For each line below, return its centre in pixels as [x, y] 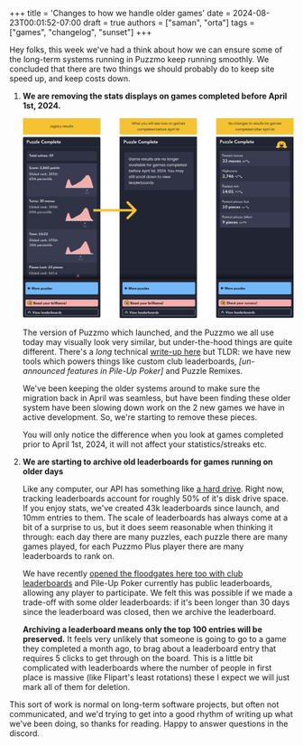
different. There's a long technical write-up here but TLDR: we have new [156, 352]
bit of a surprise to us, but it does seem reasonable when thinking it [147, 527]
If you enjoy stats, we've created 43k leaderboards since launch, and [151, 508]
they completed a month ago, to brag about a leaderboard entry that [149, 648]
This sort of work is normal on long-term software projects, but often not [144, 704]
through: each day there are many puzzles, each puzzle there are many [155, 537]
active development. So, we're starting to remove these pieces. [140, 417]
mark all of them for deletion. [76, 687]
